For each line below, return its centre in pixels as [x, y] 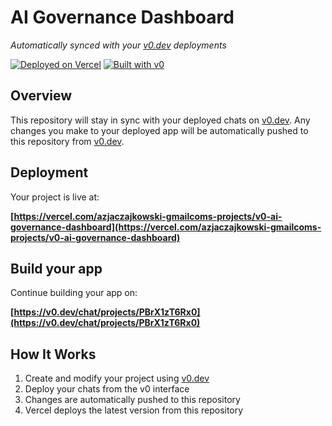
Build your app [56, 268]
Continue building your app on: [74, 293]
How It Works [53, 354]
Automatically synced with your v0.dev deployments [118, 45]
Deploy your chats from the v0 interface [107, 389]
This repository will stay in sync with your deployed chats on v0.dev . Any [160, 120]
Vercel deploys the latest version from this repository [134, 410]
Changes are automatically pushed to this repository [132, 400]
